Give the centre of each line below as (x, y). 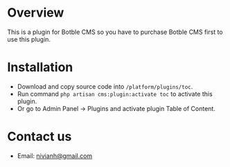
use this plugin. (29, 39)
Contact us (39, 137)
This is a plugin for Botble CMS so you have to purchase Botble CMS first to (115, 32)
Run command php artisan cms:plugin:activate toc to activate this (115, 94)
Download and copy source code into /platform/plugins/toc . (105, 86)
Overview (36, 13)
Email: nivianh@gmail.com (55, 156)
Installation (40, 68)
